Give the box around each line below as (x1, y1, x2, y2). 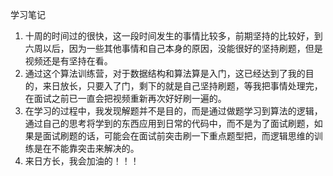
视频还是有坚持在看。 (24, 55, 113, 67)
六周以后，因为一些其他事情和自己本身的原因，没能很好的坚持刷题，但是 (24, 43, 323, 54)
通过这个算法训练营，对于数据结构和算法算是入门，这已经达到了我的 (24, 68, 306, 79)
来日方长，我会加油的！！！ (24, 155, 140, 167)
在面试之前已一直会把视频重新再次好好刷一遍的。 (24, 93, 227, 104)
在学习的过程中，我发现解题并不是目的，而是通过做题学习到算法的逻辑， (24, 105, 323, 117)
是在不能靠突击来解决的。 (33, 143, 140, 154)
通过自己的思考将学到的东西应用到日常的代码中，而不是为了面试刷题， (24, 118, 315, 129)
